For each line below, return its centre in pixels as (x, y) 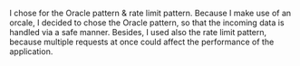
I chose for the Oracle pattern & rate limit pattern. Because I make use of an (150, 13)
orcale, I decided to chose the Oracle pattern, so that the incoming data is (147, 23)
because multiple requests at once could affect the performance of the (142, 42)
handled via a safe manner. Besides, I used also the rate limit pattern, (138, 32)
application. (31, 52)
